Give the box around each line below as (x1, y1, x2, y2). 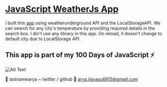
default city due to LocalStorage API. (5, 36, 81, 42)
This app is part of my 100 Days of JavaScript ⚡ (5, 51, 155, 59)
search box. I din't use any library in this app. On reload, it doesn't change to (5, 30, 162, 36)
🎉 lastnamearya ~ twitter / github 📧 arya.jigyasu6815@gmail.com (5, 76, 138, 82)
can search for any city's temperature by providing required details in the (5, 25, 156, 31)
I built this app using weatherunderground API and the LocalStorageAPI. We (5, 20, 161, 26)
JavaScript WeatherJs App (5, 3, 119, 15)
